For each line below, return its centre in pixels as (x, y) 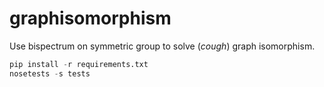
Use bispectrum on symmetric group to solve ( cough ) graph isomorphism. (162, 46)
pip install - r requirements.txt (79, 64)
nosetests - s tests (50, 73)
